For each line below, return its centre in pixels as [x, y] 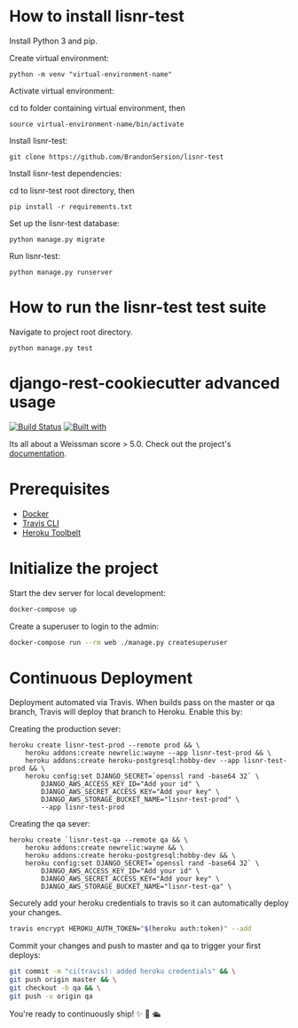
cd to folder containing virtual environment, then [98, 107]
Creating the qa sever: [50, 824]
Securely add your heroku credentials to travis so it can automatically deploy [149, 903]
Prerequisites [60, 489]
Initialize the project [84, 568]
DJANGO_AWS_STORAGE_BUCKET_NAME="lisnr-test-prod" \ [141, 800]
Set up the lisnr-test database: [64, 223]
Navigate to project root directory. [71, 332]
